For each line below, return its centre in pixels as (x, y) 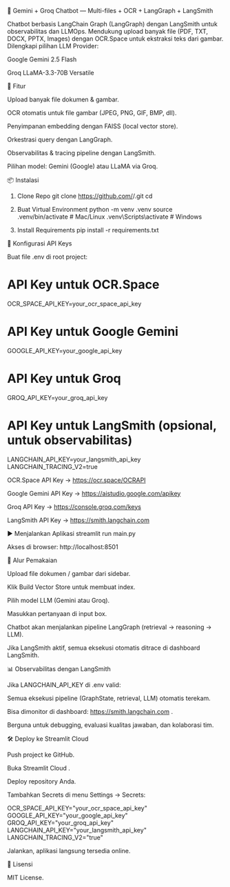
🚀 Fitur (17, 86)
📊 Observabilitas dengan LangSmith (59, 668)
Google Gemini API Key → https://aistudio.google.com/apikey (94, 493)
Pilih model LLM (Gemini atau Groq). (59, 600)
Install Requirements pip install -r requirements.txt (88, 230)
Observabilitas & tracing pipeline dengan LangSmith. (82, 153)
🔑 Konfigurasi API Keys (40, 243)
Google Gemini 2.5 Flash (42, 59)
